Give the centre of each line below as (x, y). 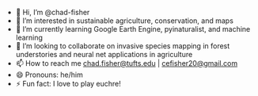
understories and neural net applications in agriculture (104, 54)
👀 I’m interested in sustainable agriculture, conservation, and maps (124, 21)
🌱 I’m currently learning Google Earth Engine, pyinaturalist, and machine (133, 29)
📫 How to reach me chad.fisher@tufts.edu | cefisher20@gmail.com (127, 63)
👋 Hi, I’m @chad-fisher (53, 12)
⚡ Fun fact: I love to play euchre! (68, 84)
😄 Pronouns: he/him (49, 75)
